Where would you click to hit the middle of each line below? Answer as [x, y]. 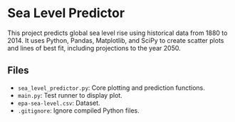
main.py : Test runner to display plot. [70, 95]
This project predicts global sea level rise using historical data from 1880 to [117, 33]
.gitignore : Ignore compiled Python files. [79, 110]
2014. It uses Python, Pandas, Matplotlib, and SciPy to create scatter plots [116, 40]
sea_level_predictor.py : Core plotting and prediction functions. [111, 88]
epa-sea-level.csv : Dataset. [59, 103]
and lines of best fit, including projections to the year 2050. [94, 48]
